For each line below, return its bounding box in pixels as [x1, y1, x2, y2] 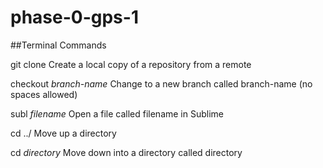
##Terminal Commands [10, 39, 107, 51]
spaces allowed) [10, 88, 78, 100]
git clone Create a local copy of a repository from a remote [10, 58, 252, 70]
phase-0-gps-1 [10, 6, 139, 29]
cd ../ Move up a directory [10, 127, 117, 139]
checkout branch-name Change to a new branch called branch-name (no [10, 77, 313, 90]
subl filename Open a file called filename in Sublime [10, 107, 225, 120]
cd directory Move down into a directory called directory [10, 146, 243, 158]
